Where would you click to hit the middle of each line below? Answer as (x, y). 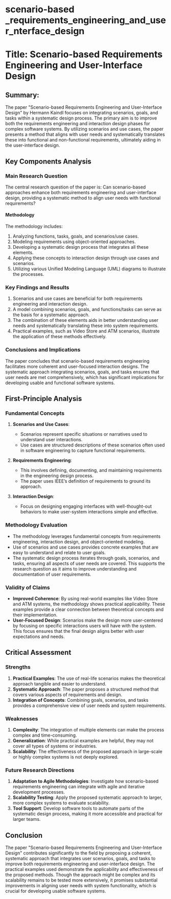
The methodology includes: (34, 226)
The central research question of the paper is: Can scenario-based (76, 187)
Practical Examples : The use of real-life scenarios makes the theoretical (89, 678)
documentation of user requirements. (52, 574)
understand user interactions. (51, 440)
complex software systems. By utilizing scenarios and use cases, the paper (84, 129)
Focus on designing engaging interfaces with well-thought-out (86, 506)
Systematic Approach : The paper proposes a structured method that (86, 689)
